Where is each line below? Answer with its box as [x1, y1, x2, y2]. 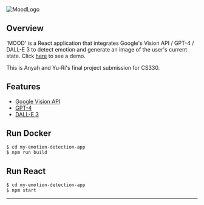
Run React [6, 166, 46, 176]
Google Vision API [15, 98, 61, 105]
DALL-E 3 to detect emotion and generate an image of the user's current [6, 45, 188, 53]
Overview [6, 23, 44, 33]
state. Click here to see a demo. [6, 52, 86, 59]
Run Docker [6, 128, 52, 139]
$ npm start [6, 187, 36, 193]
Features [6, 82, 41, 92]
